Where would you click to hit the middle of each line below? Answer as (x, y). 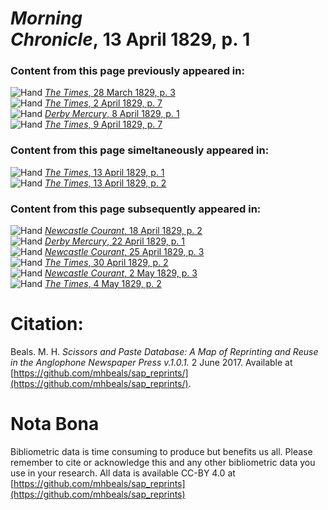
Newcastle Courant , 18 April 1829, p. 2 (123, 231)
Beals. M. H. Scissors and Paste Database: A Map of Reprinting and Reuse (164, 352)
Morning (46, 18)
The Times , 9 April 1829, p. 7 (103, 124)
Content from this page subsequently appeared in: (136, 209)
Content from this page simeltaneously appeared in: (140, 150)
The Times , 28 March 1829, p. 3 (110, 93)
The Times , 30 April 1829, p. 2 (106, 263)
